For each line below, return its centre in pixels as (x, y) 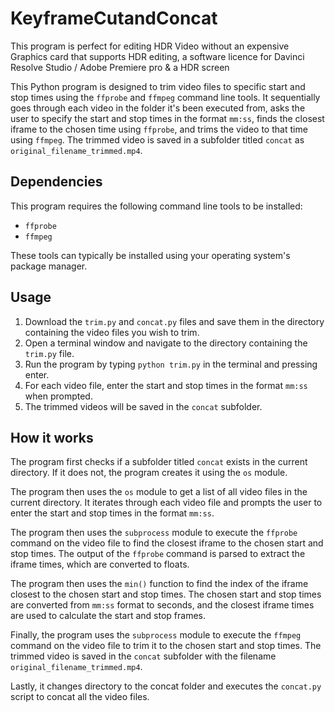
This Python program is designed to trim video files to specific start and (158, 86)
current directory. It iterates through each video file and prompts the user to (166, 503)
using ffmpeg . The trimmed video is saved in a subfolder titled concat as (157, 139)
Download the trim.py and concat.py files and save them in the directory (174, 321)
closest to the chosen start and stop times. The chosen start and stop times (166, 594)
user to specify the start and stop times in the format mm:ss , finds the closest (167, 118)
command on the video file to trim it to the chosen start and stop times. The (166, 646)
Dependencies (56, 182)
